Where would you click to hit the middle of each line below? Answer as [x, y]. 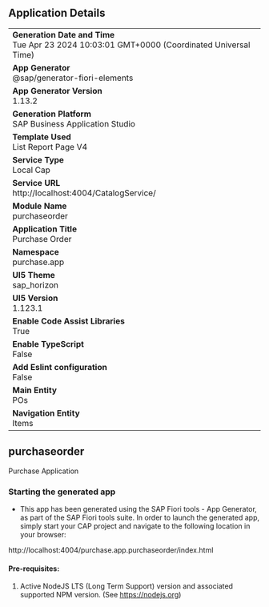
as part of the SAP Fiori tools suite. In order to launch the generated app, [140, 517]
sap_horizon [35, 285]
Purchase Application [44, 471]
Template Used [42, 137]
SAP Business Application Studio [74, 123]
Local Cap [31, 170]
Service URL [36, 183]
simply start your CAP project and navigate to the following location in [135, 526]
